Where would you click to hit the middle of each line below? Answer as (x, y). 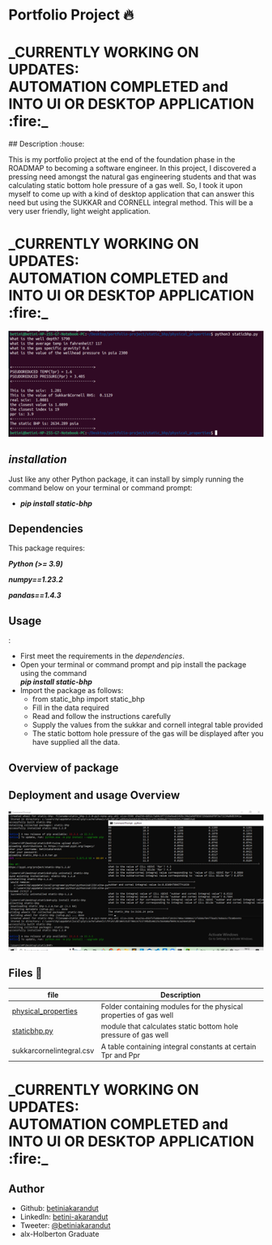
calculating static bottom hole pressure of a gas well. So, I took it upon (125, 186)
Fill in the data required (70, 708)
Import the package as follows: (72, 691)
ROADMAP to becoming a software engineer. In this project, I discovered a (132, 169)
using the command (53, 674)
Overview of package (64, 768)
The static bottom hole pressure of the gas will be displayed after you (148, 734)
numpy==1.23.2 (36, 580)
